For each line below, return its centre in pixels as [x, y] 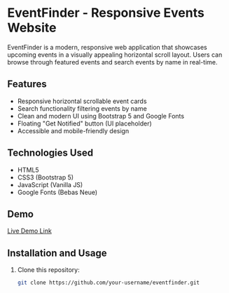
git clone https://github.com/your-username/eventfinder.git [109, 283]
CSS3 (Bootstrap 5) [46, 177]
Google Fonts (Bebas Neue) [57, 192]
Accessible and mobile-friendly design [73, 130]
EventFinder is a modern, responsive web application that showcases [107, 47]
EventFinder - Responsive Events [106, 13]
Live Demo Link [30, 231]
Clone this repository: [48, 270]
